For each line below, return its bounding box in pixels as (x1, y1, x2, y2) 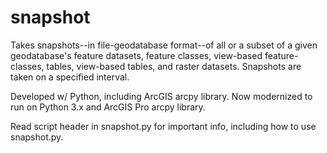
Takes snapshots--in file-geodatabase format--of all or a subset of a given (10, 39, 318, 51)
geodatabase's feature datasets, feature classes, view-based (10, 49, 263, 61)
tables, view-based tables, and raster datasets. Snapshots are (46, 60, 302, 72)
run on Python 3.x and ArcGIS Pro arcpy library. (10, 101, 206, 113)
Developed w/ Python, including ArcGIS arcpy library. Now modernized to (10, 90, 313, 102)
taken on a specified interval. (10, 71, 130, 83)
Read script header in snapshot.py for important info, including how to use (10, 120, 317, 132)
